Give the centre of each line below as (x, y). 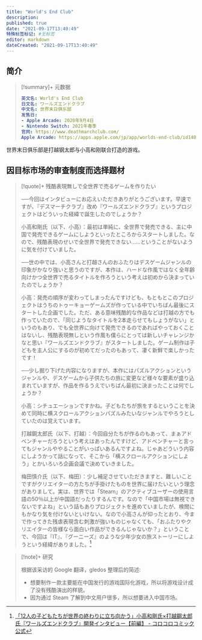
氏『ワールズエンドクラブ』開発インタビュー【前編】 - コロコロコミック (105, 624)
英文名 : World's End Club (52, 98)
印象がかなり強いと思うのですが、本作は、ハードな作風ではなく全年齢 (108, 269)
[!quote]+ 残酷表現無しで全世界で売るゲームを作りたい (88, 186)
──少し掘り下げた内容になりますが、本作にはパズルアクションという (106, 370)
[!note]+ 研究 (37, 557)
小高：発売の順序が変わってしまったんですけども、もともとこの (99, 297)
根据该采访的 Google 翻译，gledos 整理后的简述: (81, 570)
